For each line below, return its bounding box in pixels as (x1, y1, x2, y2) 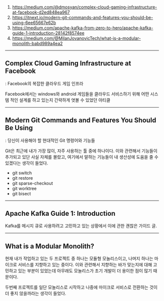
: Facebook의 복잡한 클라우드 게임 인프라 (5, 80, 84, 86)
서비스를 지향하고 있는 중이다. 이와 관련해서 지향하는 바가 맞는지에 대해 (18, 262, 152, 268)
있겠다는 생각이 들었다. (5, 160, 48, 166)
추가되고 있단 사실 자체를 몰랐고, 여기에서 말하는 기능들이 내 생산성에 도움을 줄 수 (5, 154, 159, 160)
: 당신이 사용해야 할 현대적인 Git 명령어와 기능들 (5, 137, 95, 143)
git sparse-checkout (12, 180, 53, 186)
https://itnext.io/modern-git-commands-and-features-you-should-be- (12, 15, 153, 20)
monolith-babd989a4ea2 (12, 41, 63, 46)
